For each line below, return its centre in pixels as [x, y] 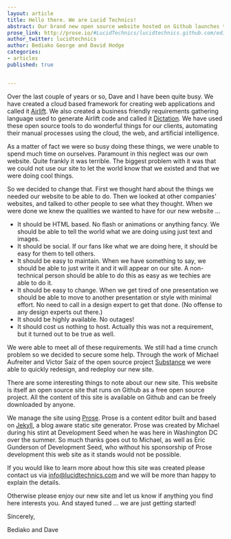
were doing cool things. [41, 176]
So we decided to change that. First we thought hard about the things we [111, 189]
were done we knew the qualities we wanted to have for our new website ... [114, 211]
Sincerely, [21, 516]
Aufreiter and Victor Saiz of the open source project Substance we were [109, 361]
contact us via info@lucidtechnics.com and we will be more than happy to [112, 475]
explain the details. [34, 482]
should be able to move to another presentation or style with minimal [114, 297]
